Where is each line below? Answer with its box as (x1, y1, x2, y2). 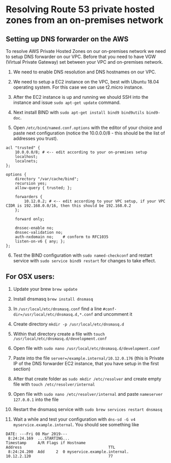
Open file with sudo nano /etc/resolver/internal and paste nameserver (13, 391, 163, 397)
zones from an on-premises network (6, 14, 163, 26)
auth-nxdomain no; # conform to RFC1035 (15, 234, 109, 239)
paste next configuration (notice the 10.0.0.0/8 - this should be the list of (13, 130, 165, 136)
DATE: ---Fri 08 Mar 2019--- (6, 431, 68, 437)
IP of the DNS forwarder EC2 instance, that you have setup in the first (13, 360, 159, 366)
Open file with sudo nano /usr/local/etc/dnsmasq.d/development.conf (13, 345, 160, 351)
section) (13, 366, 31, 372)
